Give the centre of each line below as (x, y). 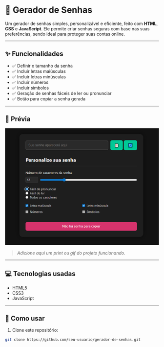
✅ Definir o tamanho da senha (42, 66)
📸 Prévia (18, 119)
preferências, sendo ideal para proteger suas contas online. (65, 34)
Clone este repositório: (35, 330)
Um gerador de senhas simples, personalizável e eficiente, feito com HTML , (82, 23)
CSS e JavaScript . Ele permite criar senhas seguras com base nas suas (77, 28)
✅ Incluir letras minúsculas (39, 77)
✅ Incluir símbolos (31, 88)
